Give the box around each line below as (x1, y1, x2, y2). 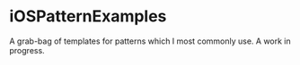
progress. (9, 45, 45, 55)
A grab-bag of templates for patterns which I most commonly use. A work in (9, 36, 291, 46)
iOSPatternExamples (9, 6, 167, 27)
